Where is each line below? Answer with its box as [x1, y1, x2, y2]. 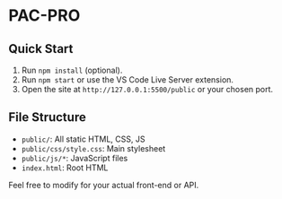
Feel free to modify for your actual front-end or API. [8, 179, 199, 190]
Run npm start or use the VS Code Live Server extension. [21, 74, 234, 85]
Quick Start [8, 41, 74, 56]
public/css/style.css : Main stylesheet [21, 143, 166, 153]
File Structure [8, 109, 86, 125]
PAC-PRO [8, 5, 81, 26]
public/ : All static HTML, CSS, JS [21, 134, 145, 144]
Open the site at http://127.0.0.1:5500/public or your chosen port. [21, 84, 274, 94]
